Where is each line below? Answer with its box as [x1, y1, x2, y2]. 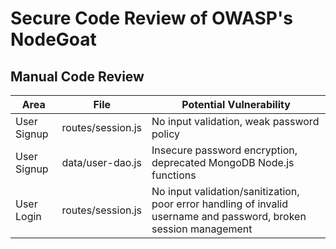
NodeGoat [10, 28, 97, 51]
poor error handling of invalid [151, 197, 288, 211]
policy [151, 127, 181, 141]
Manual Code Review [10, 68, 145, 85]
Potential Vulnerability [181, 98, 291, 111]
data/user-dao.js [61, 156, 142, 169]
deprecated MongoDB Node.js [151, 156, 295, 169]
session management [151, 222, 253, 236]
